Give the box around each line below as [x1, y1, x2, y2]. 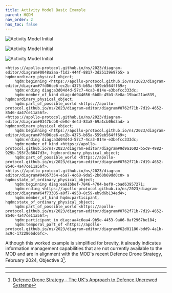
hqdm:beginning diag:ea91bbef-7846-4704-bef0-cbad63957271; [14, 182, 145, 187]
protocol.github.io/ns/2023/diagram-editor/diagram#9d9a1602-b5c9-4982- [5, 146, 164, 151]
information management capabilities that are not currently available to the [5, 245, 163, 252]
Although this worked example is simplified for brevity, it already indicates [5, 240, 161, 246]
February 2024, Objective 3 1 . [5, 256, 67, 263]
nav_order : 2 [5, 17, 33, 22]
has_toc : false [5, 21, 38, 27]
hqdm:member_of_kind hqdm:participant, [14, 195, 100, 200]
